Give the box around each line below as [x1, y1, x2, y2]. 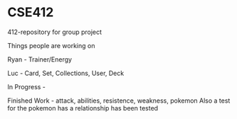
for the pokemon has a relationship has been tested [7, 103, 159, 112]
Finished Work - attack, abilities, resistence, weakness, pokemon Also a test [7, 96, 231, 105]
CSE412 [7, 4, 54, 21]
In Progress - [7, 82, 46, 91]
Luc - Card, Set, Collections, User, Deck [7, 69, 125, 77]
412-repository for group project [7, 28, 102, 36]
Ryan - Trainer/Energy [7, 55, 73, 64]
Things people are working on [7, 41, 95, 50]
